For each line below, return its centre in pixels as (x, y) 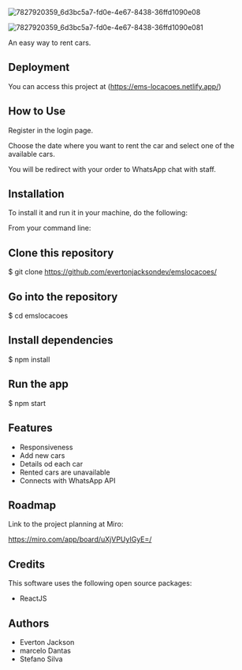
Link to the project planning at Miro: (66, 524)
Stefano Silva (41, 659)
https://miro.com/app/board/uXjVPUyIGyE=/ (80, 539)
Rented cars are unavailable (65, 472)
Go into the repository (63, 297)
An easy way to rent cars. (50, 43)
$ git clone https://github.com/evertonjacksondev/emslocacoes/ (112, 272)
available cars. (32, 154)
